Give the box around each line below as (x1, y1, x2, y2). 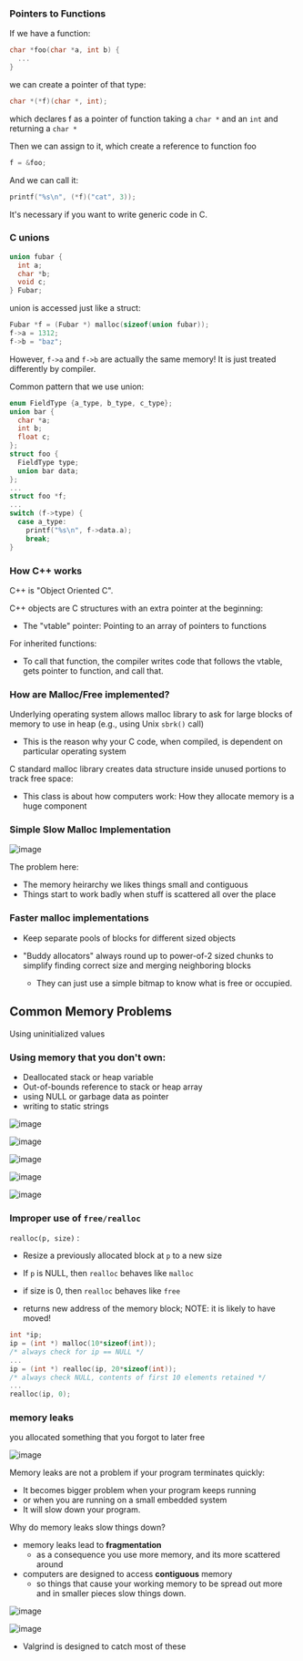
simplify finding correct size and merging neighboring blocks (22, 960, 252, 971)
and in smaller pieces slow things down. (35, 1588, 187, 1599)
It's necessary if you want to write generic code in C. (9, 209, 207, 220)
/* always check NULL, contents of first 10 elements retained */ (9, 1373, 267, 1382)
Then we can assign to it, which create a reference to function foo (9, 140, 257, 151)
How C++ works (9, 564, 83, 577)
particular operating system (22, 746, 127, 757)
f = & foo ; (9, 158, 47, 167)
